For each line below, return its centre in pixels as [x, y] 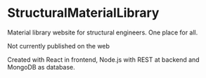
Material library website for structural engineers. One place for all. [103, 32]
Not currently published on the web [59, 46]
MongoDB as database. [41, 67]
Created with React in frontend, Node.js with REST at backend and [103, 59]
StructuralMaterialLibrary [83, 13]
